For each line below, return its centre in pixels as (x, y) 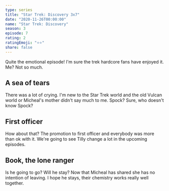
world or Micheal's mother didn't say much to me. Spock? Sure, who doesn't (84, 100)
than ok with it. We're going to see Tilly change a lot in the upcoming (76, 139)
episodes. (16, 145)
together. (15, 183)
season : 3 (16, 29)
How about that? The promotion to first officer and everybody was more (80, 134)
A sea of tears (28, 83)
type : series (19, 10)
